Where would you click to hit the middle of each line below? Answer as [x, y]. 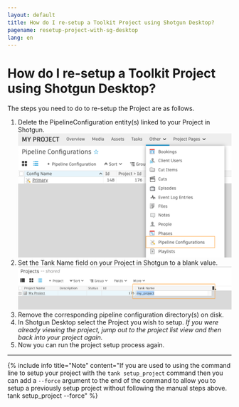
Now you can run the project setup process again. [91, 344]
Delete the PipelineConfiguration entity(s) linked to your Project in [114, 122]
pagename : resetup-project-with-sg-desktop [73, 30]
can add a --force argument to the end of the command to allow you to [112, 380]
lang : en [20, 38]
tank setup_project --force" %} [53, 396]
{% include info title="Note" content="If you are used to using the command [119, 365]
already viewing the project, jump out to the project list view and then [119, 329]
